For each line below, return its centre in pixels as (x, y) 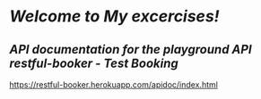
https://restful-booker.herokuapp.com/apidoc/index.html (113, 85)
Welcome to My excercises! (114, 16)
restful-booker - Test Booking (94, 63)
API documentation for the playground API (131, 49)
